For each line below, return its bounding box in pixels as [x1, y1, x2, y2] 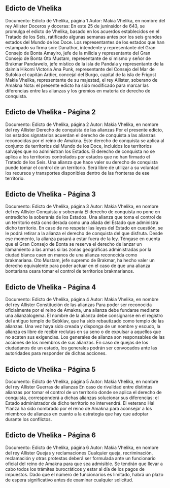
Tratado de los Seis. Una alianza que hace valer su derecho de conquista [5, 159, 158, 165]
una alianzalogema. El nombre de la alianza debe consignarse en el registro [5, 312, 163, 319]
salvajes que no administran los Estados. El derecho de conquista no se [5, 148, 155, 154]
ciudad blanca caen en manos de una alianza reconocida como [5, 252, 138, 258]
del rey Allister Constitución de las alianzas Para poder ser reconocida [5, 302, 152, 308]
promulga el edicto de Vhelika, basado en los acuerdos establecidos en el [5, 28, 160, 35]
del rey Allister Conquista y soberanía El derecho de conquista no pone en [5, 209, 160, 215]
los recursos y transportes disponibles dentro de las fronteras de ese [5, 170, 150, 176]
